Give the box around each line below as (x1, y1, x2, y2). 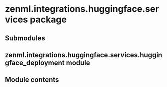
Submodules (5, 34, 46, 42)
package (29, 14, 67, 25)
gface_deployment (5, 58, 65, 67)
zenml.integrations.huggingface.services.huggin (5, 51, 162, 59)
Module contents (5, 76, 59, 84)
